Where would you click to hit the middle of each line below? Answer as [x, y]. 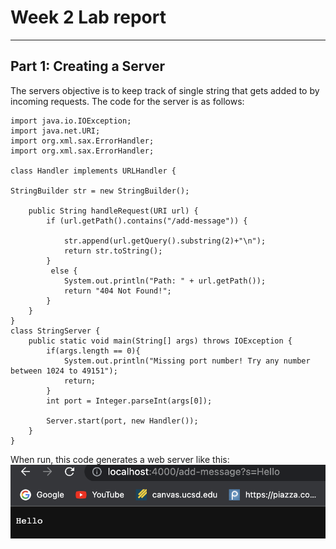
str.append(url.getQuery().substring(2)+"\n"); [165, 241]
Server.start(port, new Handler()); [122, 421]
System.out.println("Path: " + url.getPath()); [165, 281]
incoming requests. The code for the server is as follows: [127, 101]
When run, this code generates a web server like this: [120, 459]
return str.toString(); [113, 251]
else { [64, 271]
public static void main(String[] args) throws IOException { [160, 341]
